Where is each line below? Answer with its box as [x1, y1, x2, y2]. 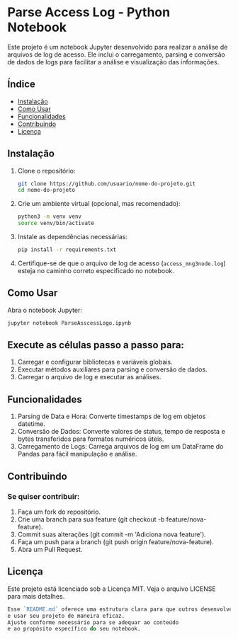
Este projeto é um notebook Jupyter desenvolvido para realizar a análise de [7, 42, 228, 51]
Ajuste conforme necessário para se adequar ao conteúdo [7, 618, 179, 626]
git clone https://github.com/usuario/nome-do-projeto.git [17, 180, 196, 188]
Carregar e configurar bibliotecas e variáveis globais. [17, 358, 173, 367]
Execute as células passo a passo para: [7, 339, 184, 351]
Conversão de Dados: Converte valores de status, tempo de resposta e [17, 427, 225, 436]
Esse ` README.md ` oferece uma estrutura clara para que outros [7, 606, 198, 613]
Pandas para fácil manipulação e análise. [17, 450, 137, 459]
